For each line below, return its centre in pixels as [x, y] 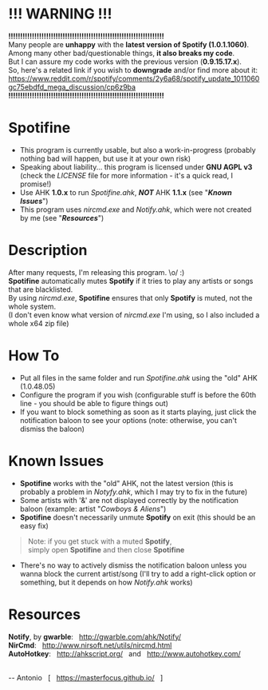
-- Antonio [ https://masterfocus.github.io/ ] [86, 677]
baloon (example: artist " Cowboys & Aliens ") [93, 509]
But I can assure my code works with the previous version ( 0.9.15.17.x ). [125, 62]
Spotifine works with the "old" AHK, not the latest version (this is [126, 483]
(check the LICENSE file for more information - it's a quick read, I [126, 175]
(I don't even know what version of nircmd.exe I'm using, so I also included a [134, 315]
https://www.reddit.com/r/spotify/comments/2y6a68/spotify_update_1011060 [134, 78]
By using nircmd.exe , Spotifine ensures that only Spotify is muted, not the [130, 297]
